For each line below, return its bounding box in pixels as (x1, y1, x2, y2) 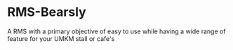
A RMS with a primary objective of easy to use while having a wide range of (7, 27, 226, 35)
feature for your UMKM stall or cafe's (7, 34, 115, 42)
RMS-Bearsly (7, 4, 86, 20)
